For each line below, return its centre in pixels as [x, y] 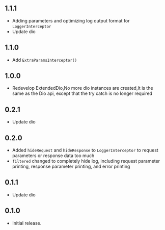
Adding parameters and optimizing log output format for [71, 20]
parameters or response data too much [53, 156]
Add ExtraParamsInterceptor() [45, 60]
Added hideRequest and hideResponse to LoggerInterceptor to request [85, 150]
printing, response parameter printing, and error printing [71, 167]
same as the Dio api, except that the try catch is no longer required [82, 93]
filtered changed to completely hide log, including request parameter [86, 161]
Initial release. [27, 223]
